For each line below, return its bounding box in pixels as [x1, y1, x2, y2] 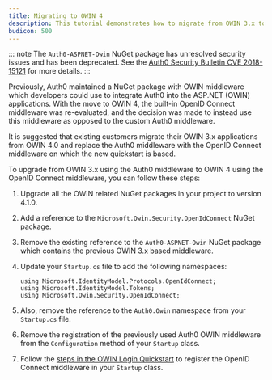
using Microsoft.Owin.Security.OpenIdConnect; [19, 292, 181, 300]
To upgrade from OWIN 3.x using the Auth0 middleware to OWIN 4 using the [8, 165, 264, 175]
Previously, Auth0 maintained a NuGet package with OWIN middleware [8, 82, 244, 91]
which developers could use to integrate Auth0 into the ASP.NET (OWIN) [8, 91, 251, 100]
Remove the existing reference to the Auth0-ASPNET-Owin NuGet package [19, 238, 261, 247]
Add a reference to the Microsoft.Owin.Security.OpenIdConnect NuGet [19, 213, 255, 223]
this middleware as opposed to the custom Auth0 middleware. [8, 116, 215, 126]
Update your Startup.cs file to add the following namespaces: [19, 262, 227, 272]
